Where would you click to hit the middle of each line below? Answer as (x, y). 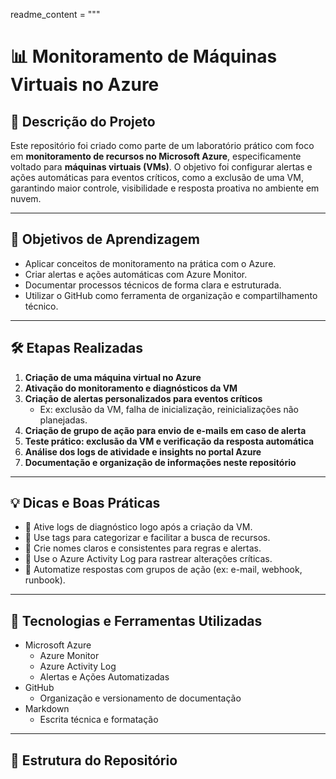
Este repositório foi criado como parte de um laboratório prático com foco (162, 145)
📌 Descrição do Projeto (83, 121)
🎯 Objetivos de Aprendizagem (105, 239)
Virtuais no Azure (85, 85)
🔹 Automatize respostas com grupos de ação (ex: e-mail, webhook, (163, 570)
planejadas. (63, 420)
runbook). (45, 580)
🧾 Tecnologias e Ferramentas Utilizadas (136, 620)
